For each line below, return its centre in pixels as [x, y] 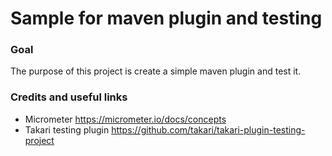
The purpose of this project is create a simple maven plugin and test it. [156, 71]
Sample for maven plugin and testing [166, 18]
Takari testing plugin [67, 129]
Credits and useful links [69, 97]
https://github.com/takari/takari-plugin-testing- [208, 129]
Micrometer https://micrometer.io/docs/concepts [125, 119]
